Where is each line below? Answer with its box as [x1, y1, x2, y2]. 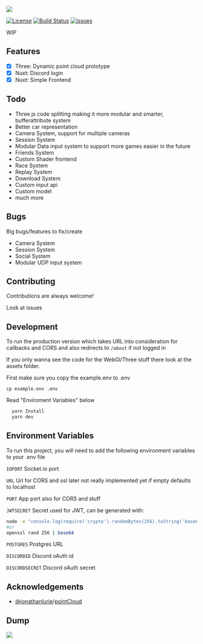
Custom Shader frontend [14, 155, 77, 163]
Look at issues [6, 304, 42, 312]
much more [14, 194, 44, 201]
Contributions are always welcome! [6, 292, 94, 300]
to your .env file [6, 453, 45, 460]
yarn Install [11, 408, 45, 415]
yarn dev [11, 414, 34, 420]
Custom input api [14, 181, 58, 188]
